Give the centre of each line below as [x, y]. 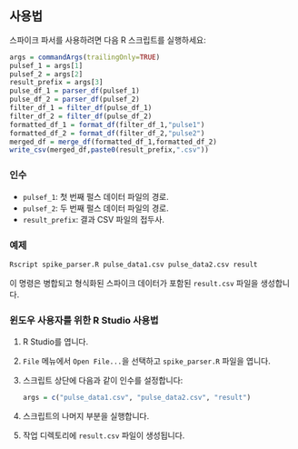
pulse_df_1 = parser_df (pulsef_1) [75, 91]
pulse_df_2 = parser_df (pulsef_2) [75, 100]
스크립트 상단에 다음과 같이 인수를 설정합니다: [103, 381]
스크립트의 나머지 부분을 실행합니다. [86, 415]
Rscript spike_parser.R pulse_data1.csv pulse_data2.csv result [134, 264]
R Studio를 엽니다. [55, 342]
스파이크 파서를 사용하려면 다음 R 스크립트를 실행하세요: [108, 40]
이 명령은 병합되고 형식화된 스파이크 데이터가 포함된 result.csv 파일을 [134, 283]
